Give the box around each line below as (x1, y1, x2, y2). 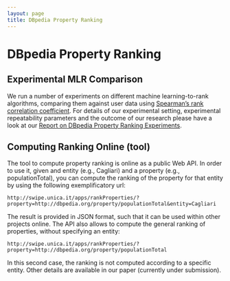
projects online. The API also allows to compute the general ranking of (7, 220, 206, 228)
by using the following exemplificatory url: (7, 181, 126, 189)
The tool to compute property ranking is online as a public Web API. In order (7, 159, 222, 167)
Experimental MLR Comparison (7, 74, 143, 85)
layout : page (7, 10, 45, 17)
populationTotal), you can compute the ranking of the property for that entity (7, 174, 223, 183)
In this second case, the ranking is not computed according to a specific (7, 259, 211, 267)
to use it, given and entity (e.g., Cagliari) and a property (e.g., (7, 167, 181, 175)
